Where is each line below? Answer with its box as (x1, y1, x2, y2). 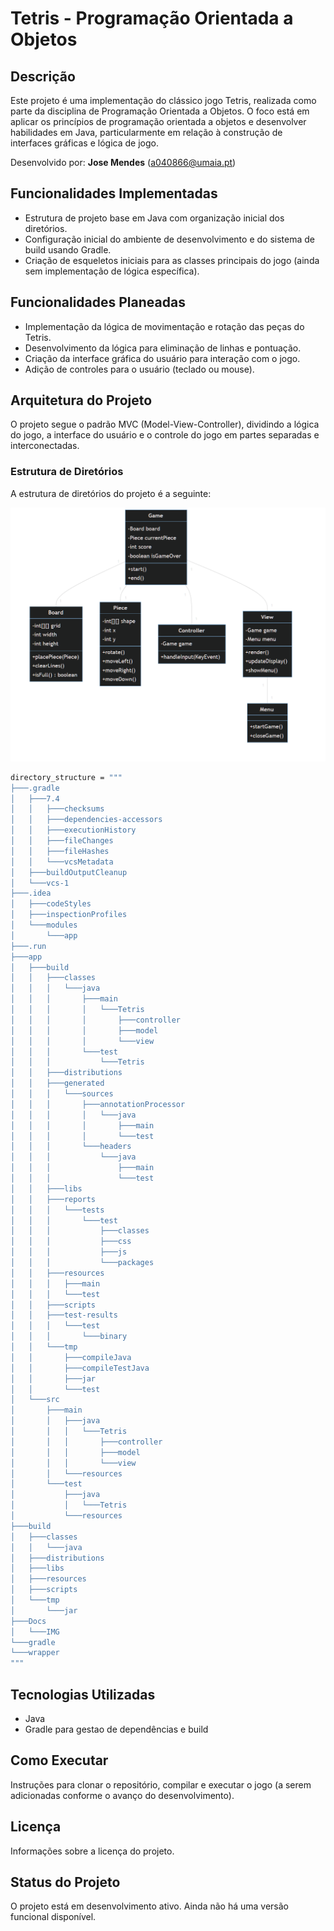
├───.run (10, 941, 47, 951)
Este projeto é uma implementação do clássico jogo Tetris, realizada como (10, 95, 317, 106)
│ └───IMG (10, 1627, 60, 1637)
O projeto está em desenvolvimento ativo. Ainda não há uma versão (10, 1900, 289, 1912)
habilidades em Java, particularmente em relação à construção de (10, 127, 283, 138)
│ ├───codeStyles (10, 899, 92, 909)
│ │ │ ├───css (10, 1237, 132, 1247)
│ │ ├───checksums (10, 804, 105, 814)
